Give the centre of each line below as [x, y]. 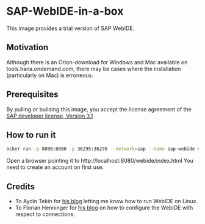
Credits [21, 186]
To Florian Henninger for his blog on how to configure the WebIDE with [104, 208]
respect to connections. [45, 214]
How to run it [31, 135]
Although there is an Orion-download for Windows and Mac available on [97, 62]
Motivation [27, 47]
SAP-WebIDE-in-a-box [65, 11]
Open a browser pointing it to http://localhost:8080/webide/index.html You [100, 161]
